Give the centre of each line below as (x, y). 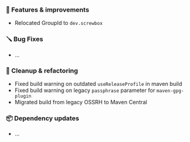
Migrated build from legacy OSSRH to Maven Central (81, 102)
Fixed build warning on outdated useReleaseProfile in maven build (98, 83)
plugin (23, 96)
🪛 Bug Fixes (24, 39)
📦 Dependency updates (43, 118)
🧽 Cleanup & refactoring (42, 71)
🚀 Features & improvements (48, 10)
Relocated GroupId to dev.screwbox (59, 23)
